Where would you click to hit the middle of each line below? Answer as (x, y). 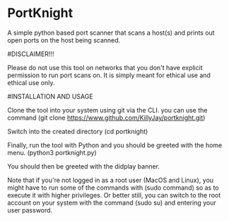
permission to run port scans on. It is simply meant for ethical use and (109, 75)
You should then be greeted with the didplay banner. (84, 166)
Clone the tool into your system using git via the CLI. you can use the (107, 110)
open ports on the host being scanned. (64, 40)
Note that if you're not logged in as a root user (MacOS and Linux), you (111, 180)
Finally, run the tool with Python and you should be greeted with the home (115, 145)
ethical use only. (31, 82)
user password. (30, 210)
